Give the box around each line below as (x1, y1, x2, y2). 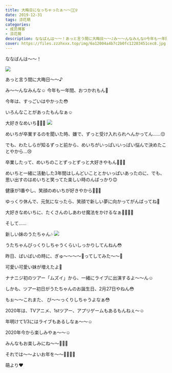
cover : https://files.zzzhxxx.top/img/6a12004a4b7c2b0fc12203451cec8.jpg (5, 41, 166, 46)
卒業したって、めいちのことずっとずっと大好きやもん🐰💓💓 (5, 159, 126, 165)
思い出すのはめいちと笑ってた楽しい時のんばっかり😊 (5, 176, 118, 182)
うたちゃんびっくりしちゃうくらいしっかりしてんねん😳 (5, 242, 122, 248)
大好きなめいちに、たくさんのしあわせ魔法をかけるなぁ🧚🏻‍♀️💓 (5, 209, 134, 215)
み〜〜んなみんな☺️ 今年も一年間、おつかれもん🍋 (5, 87, 109, 93)
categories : (5, 22, 31, 27)
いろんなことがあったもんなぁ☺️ (5, 109, 73, 115)
